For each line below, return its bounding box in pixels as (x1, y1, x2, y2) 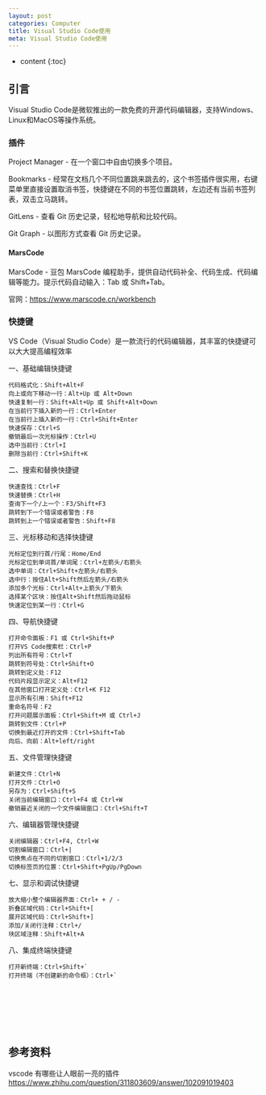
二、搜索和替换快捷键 (8, 465, 79, 474)
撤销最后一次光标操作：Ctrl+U (8, 432, 97, 440)
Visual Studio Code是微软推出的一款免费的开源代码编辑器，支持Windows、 (8, 105, 258, 115)
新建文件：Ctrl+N (8, 769, 60, 778)
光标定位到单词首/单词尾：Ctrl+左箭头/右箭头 (8, 558, 143, 566)
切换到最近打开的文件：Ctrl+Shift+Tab (8, 728, 126, 736)
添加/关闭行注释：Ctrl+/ (8, 921, 82, 929)
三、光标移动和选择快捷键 (8, 532, 94, 541)
